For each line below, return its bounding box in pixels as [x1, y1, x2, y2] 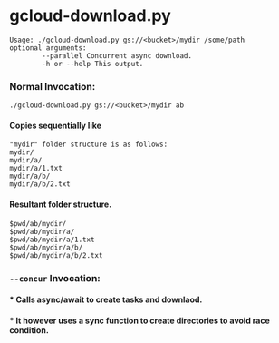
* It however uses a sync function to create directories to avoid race [9, 315, 270, 326]
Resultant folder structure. [9, 199, 112, 210]
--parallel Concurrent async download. [42, 51, 193, 60]
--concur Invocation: [9, 271, 101, 284]
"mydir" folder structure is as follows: [9, 140, 168, 150]
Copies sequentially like [9, 120, 102, 131]
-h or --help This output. [42, 59, 144, 68]
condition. [9, 324, 50, 336]
